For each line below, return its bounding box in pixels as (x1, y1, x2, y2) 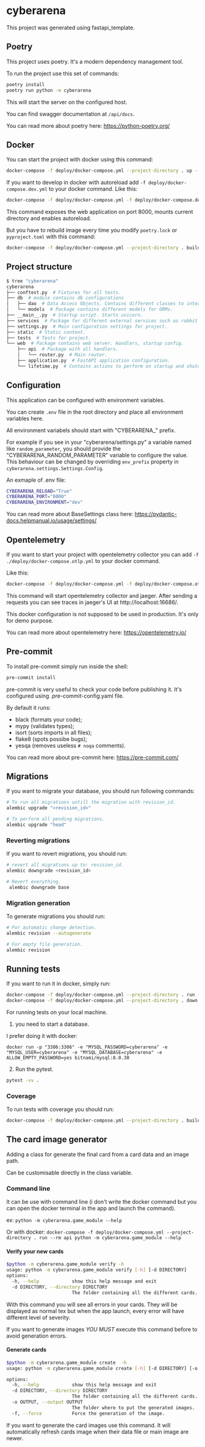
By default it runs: (6, 704, 51, 711)
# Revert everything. (6, 878, 62, 885)
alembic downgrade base (9, 884, 70, 890)
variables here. (6, 414, 44, 422)
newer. (6, 1434, 23, 1441)
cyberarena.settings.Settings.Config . (6, 464, 104, 471)
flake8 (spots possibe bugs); (15, 735, 87, 743)
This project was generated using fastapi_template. (6, 24, 135, 31)
